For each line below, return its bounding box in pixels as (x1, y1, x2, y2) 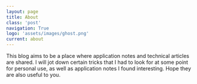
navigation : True (6, 25, 49, 31)
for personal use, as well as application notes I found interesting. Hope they (6, 65, 192, 72)
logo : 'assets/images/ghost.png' (6, 31, 89, 37)
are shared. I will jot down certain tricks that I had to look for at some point (6, 59, 189, 66)
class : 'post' (6, 20, 42, 25)
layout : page (6, 8, 39, 15)
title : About (6, 14, 39, 20)
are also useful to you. (6, 72, 61, 78)
